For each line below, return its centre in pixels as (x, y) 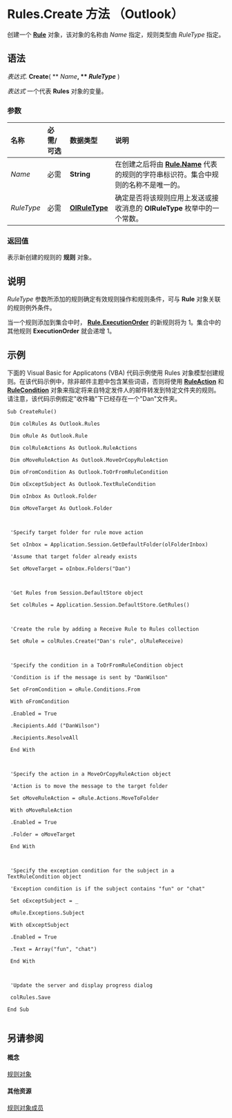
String (80, 175)
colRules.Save (30, 997)
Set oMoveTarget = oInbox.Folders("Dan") (70, 569)
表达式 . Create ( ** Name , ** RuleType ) (64, 76)
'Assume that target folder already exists (74, 556)
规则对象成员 (25, 1108)
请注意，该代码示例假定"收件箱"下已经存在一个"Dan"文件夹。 (94, 398)
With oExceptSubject (40, 925)
